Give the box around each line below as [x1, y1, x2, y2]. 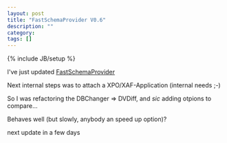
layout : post [7, 10, 45, 17]
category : [7, 29, 36, 36]
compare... [7, 102, 38, 110]
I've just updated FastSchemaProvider [7, 68, 116, 76]
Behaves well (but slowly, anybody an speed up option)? [7, 115, 167, 124]
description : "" [7, 23, 54, 30]
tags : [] [7, 36, 32, 43]
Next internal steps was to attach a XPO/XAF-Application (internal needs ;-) [7, 81, 221, 89]
